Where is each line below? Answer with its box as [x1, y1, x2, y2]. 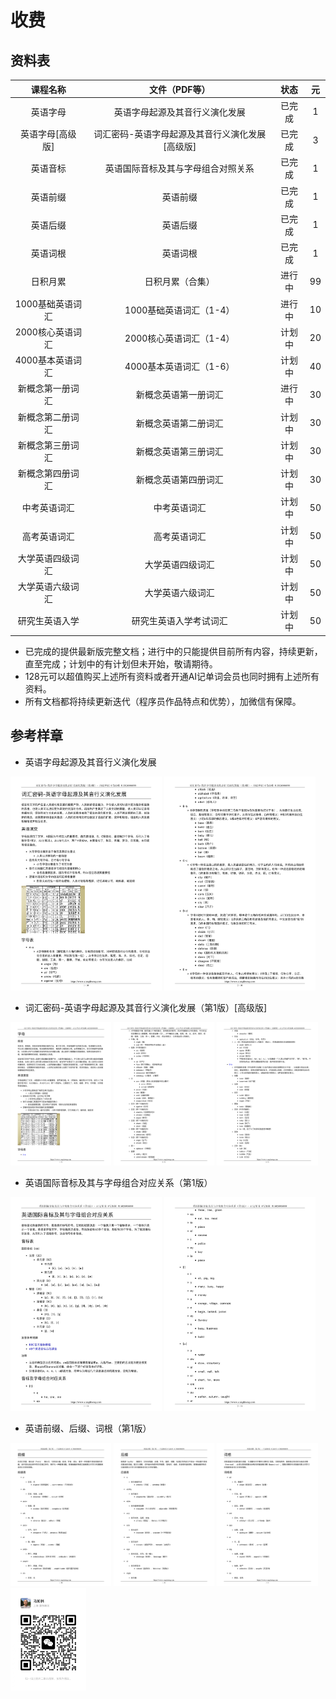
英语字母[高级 [20, 128, 77, 140]
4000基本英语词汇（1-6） [124, 361, 235, 372]
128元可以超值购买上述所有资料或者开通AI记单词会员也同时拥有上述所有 [24, 670, 320, 682]
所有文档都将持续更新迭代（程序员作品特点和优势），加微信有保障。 [24, 695, 302, 707]
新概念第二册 [17, 411, 71, 423]
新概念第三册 [17, 439, 71, 451]
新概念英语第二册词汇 [135, 417, 224, 429]
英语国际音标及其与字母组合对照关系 [104, 162, 255, 175]
